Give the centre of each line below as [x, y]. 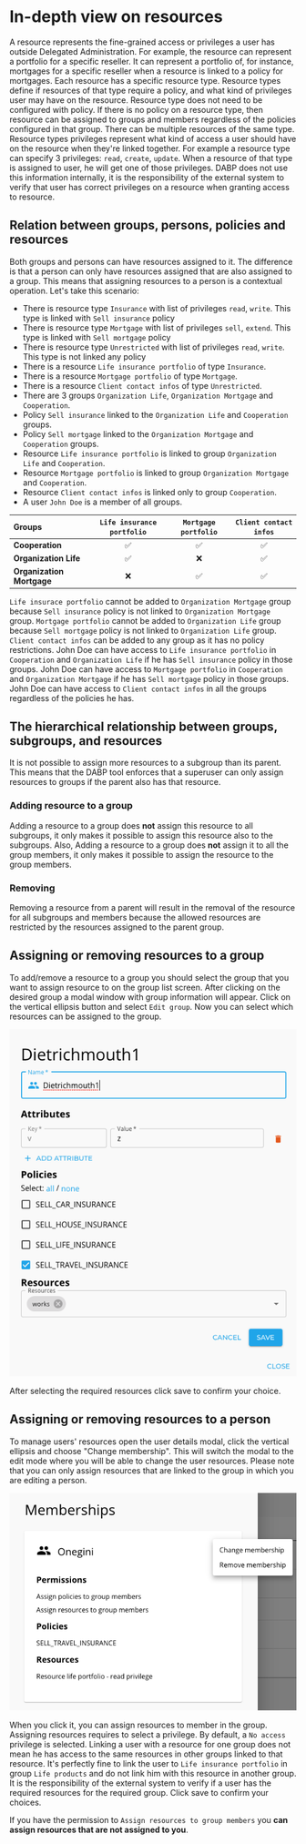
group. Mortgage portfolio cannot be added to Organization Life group [145, 620]
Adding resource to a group [71, 806]
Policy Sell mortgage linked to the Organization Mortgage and [138, 433]
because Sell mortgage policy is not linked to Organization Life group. [143, 630]
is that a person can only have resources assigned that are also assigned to [151, 271]
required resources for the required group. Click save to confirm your [139, 1792]
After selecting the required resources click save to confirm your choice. [145, 1391]
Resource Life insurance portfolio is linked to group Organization [150, 453]
